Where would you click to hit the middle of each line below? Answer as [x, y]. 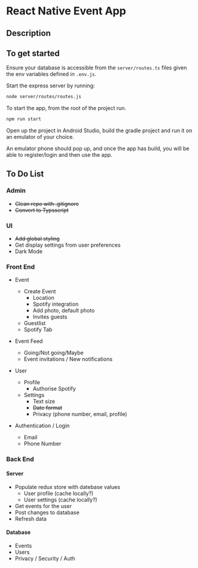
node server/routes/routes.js [44, 97]
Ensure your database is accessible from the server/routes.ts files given [97, 68]
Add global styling [37, 239]
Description [28, 33]
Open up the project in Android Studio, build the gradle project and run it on [99, 130]
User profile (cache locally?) [59, 493]
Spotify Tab [38, 330]
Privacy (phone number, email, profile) [80, 414]
